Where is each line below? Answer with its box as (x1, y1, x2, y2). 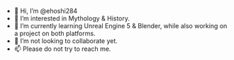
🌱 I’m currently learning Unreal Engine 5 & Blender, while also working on (13, 22, 228, 30)
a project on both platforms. (13, 29, 96, 37)
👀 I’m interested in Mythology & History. (13, 14, 130, 23)
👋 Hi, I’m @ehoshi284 (13, 7, 78, 15)
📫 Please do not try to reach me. (13, 44, 111, 53)
